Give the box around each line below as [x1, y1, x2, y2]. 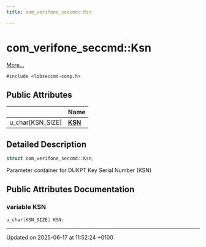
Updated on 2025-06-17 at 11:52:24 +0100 [6, 233, 113, 241]
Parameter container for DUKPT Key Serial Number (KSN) [6, 167, 152, 174]
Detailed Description [6, 139, 87, 149]
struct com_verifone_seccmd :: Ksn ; [6, 155, 95, 162]
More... [6, 61, 25, 68]
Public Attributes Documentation [6, 184, 135, 195]
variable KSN [6, 203, 46, 211]
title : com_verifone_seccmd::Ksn [6, 9, 92, 15]
